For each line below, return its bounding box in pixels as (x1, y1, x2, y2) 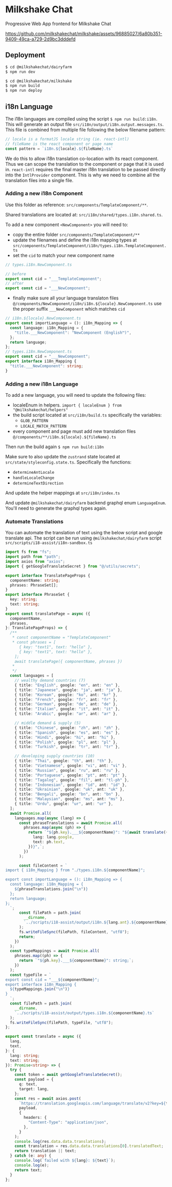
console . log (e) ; (14, 1162, 50, 1168)
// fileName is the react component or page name (5, 141, 114, 147)
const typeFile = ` (10, 972, 52, 977)
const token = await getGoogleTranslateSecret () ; (14, 1072, 123, 1077)
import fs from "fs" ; (5, 550, 52, 555)
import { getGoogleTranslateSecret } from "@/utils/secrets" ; (5, 564, 141, 569)
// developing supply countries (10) (14, 754, 95, 759)
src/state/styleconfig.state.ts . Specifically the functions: (5, 459, 132, 465)
